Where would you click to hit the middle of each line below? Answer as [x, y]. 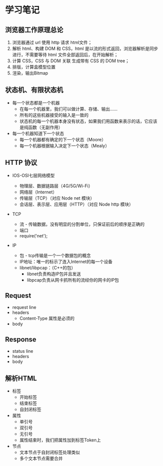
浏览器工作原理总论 [34, 30]
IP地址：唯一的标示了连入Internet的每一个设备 [66, 261]
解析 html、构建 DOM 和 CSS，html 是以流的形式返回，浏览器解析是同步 [85, 49]
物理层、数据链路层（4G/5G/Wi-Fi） [56, 186]
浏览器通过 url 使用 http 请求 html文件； [52, 42]
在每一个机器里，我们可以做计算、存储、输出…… [68, 109]
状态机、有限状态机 [34, 90]
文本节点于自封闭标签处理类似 [50, 452]
